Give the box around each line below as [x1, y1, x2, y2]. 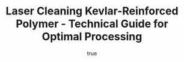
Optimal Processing [41, 30, 143, 43]
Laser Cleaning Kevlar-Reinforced [5, 4, 179, 18]
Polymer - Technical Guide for [16, 17, 168, 31]
